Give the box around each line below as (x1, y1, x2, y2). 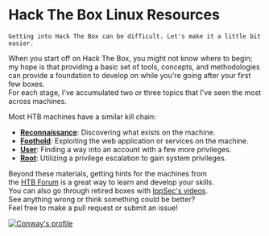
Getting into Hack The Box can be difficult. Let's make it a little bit (8, 32, 262, 40)
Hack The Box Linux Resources (8, 6, 220, 24)
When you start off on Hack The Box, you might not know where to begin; (8, 53, 253, 63)
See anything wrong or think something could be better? (8, 194, 196, 204)
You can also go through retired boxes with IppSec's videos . (8, 185, 208, 195)
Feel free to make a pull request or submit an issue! (8, 203, 179, 213)
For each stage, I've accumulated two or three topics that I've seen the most (8, 87, 262, 97)
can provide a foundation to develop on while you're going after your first (8, 70, 251, 80)
